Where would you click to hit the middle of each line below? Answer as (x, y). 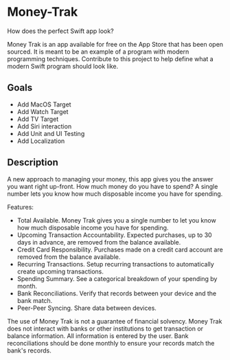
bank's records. (29, 350)
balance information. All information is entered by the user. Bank (98, 336)
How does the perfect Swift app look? (61, 31)
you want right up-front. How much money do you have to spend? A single (113, 186)
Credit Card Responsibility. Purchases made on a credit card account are (120, 249)
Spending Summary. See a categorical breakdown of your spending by (117, 278)
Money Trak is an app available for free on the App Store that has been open (115, 44)
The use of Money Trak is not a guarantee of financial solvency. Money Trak (115, 321)
